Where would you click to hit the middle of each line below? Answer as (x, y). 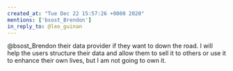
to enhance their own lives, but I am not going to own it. (87, 61)
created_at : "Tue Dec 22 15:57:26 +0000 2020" (76, 13)
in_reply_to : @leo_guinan (45, 26)
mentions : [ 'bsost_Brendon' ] (49, 20)
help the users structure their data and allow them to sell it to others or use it (116, 53)
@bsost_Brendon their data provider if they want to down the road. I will (110, 46)
